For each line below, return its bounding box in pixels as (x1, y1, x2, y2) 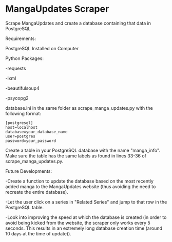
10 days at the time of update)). (5, 230, 72, 236)
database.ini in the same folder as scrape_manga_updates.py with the (5, 105, 153, 111)
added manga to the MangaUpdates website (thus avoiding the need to (5, 183, 156, 190)
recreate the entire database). (5, 189, 68, 195)
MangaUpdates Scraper (5, 3, 109, 15)
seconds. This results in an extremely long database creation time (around (5, 225, 163, 231)
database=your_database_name (5, 129, 68, 134)
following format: (5, 110, 42, 116)
